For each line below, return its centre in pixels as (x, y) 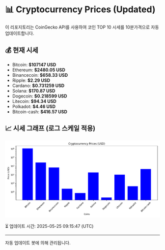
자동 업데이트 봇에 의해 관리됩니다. (38, 243)
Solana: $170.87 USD (34, 91)
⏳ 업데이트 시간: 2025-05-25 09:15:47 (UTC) (49, 226)
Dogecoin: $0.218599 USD (40, 96)
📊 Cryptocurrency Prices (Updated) (80, 10)
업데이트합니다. (20, 33)
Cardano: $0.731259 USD (38, 85)
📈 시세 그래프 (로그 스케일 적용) (50, 128)
